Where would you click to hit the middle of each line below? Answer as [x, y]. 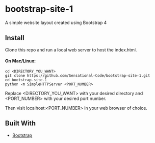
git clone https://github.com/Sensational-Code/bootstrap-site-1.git [78, 75]
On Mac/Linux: [20, 61]
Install [15, 38]
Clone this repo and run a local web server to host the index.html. [71, 49]
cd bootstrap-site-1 [26, 80]
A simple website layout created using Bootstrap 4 [56, 23]
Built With [20, 123]
